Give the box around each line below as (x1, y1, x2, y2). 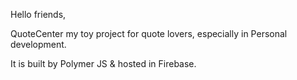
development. (10, 39, 67, 50)
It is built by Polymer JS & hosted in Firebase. (10, 58, 197, 69)
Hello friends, (10, 9, 67, 20)
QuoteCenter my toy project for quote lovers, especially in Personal (10, 28, 288, 39)
